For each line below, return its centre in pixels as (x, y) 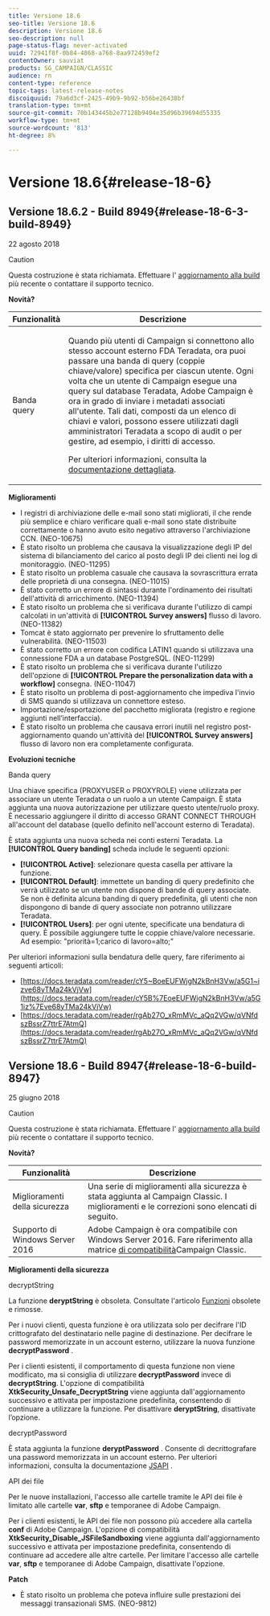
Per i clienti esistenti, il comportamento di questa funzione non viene (122, 1366)
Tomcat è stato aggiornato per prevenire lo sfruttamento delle (122, 632)
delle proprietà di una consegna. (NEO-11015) (95, 581)
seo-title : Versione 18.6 (51, 23)
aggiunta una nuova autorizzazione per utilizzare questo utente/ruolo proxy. (134, 807)
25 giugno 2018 (34, 1098)
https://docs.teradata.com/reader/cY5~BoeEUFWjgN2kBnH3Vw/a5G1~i (141, 981)
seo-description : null (46, 38)
